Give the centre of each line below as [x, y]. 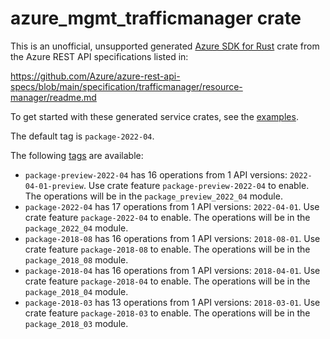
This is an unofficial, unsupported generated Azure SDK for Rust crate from [165, 46]
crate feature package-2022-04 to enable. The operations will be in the [167, 217]
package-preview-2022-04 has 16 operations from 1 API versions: [156, 174]
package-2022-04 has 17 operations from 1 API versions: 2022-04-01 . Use [172, 206]
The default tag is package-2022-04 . [82, 136]
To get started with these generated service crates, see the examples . [154, 116]
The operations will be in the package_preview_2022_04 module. [153, 196]
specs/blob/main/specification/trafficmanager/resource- [126, 86]
